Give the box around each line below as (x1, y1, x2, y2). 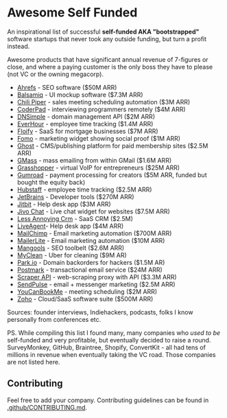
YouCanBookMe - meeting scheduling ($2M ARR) (16, 287, 158, 296)
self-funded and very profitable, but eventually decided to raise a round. (7, 336, 211, 344)
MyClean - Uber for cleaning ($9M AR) (16, 251, 127, 259)
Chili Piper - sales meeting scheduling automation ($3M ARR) (16, 97, 191, 106)
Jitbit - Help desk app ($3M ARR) (16, 200, 111, 208)
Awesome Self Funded (7, 5, 138, 21)
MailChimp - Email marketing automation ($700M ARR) (16, 229, 172, 237)
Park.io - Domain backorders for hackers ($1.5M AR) (16, 258, 165, 266)
